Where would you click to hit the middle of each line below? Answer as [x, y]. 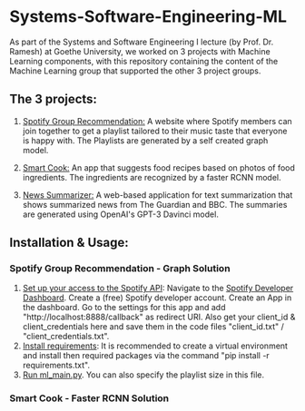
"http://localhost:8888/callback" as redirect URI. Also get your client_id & [159, 317]
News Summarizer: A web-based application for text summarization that [157, 195]
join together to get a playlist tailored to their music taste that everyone [155, 131]
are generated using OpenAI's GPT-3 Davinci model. [121, 214]
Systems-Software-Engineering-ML [148, 17]
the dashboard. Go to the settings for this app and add [124, 308]
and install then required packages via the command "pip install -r [146, 356]
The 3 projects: [54, 99]
